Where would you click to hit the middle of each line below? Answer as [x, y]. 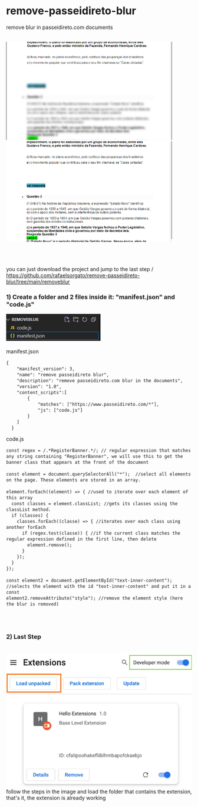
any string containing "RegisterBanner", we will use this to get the [95, 457]
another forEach [26, 528]
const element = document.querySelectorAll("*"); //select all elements [99, 474]
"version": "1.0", [39, 387]
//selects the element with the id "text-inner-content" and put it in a [99, 587]
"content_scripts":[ [42, 393]
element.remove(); [50, 545]
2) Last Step [24, 637]
